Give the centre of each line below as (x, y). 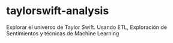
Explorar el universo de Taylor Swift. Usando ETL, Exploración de (86, 27)
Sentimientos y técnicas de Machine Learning (63, 33)
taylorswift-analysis (58, 11)
